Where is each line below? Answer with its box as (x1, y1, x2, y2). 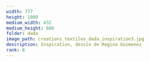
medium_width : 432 (6, 19, 52, 25)
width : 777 (6, 8, 33, 15)
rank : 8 (6, 47, 25, 53)
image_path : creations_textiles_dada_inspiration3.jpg (6, 36, 145, 42)
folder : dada (6, 31, 39, 37)
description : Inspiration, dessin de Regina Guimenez (6, 42, 142, 48)
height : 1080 (6, 14, 39, 20)
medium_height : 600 (6, 25, 55, 31)
